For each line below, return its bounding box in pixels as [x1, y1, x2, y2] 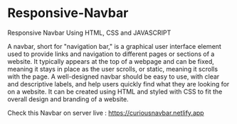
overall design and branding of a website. [7, 94, 130, 103]
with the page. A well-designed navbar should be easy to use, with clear [7, 72, 220, 81]
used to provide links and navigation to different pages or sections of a [7, 50, 215, 58]
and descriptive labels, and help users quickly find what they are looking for [7, 79, 230, 88]
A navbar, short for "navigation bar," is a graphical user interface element [7, 42, 222, 50]
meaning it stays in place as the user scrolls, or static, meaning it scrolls [7, 64, 218, 73]
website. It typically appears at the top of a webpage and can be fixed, [7, 57, 215, 65]
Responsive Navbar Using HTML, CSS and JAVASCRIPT [7, 28, 172, 37]
